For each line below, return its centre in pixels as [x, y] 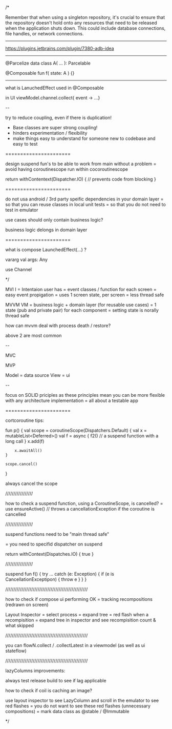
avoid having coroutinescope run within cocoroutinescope [67, 169]
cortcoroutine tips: [25, 420]
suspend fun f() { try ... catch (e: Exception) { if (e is [60, 574]
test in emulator [22, 210]
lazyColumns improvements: [35, 671]
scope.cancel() [21, 464]
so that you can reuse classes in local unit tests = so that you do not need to [86, 204]
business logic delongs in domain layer [46, 230]
